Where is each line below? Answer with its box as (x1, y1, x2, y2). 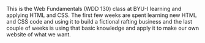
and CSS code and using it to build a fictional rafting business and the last (6, 18, 193, 25)
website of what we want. (6, 31, 72, 38)
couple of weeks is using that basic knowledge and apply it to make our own (6, 24, 199, 31)
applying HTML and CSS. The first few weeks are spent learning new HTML (6, 12, 198, 19)
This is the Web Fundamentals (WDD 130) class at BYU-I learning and (6, 5, 182, 12)
